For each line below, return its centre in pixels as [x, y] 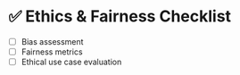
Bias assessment [52, 41]
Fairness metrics [52, 52]
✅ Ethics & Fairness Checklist [120, 17]
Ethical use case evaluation [71, 62]
